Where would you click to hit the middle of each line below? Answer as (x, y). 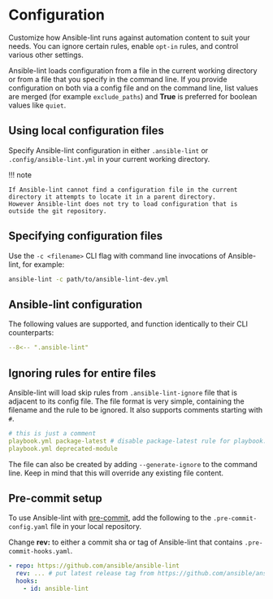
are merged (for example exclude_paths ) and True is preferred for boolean (133, 96)
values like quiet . (37, 105)
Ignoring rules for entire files (82, 373)
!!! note (20, 175)
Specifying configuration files (86, 236)
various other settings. (46, 55)
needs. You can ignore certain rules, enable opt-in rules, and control (123, 46)
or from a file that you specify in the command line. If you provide (118, 79)
